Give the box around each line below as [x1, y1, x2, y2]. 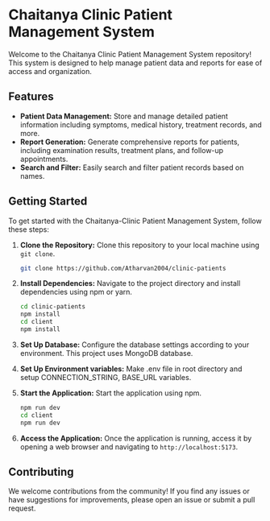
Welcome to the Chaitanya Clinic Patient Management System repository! [8, 49, 252, 59]
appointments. [19, 154, 69, 163]
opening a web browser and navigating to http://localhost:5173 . [19, 441, 239, 452]
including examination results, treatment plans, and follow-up [19, 145, 224, 155]
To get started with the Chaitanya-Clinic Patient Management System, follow [8, 216, 262, 225]
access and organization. [8, 66, 93, 76]
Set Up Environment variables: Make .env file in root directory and [19, 364, 243, 374]
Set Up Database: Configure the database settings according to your [19, 340, 250, 349]
